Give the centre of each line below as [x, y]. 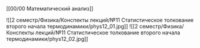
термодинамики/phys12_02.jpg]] [47, 39]
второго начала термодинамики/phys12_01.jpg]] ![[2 [72, 26]
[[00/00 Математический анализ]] [50, 9]
